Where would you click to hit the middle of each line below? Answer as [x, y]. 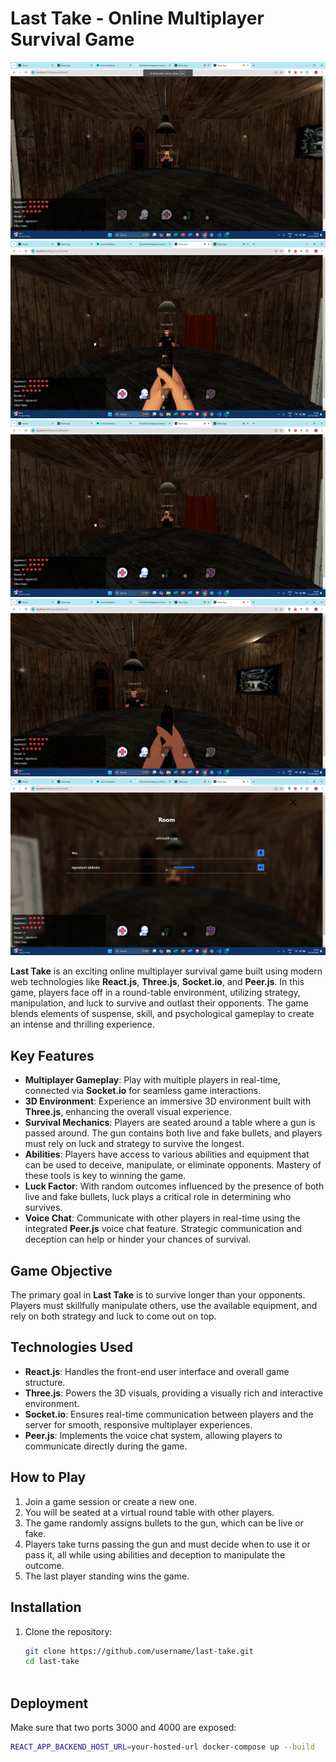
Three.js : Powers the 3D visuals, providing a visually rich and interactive [174, 1393]
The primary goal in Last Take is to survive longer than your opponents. [158, 1295]
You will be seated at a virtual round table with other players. [149, 1512]
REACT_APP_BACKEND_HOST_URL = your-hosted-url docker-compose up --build [162, 1747]
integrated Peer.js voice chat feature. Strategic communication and [163, 1229]
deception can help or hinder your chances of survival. [138, 1239]
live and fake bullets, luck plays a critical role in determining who [158, 1197]
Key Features [52, 1055]
